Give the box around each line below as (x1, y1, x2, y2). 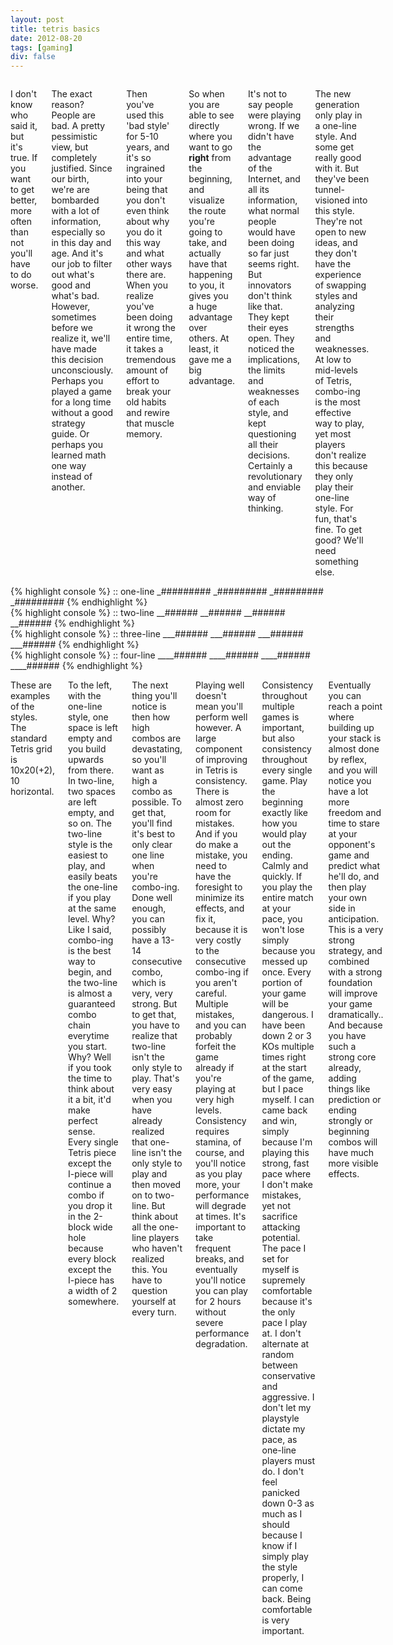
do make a (195, 839, 239, 851)
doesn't (195, 690, 227, 702)
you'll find (131, 817, 173, 830)
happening (188, 269, 233, 281)
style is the (68, 839, 113, 851)
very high (195, 1094, 235, 1106)
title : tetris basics (10, 24, 101, 34)
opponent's (328, 839, 376, 851)
